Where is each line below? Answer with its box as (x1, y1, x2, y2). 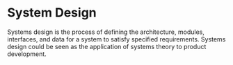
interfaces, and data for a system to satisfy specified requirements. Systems (7, 35, 226, 43)
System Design (7, 5, 97, 21)
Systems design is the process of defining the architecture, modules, (7, 28, 205, 36)
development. (7, 50, 47, 58)
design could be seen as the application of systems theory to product (7, 42, 207, 50)
